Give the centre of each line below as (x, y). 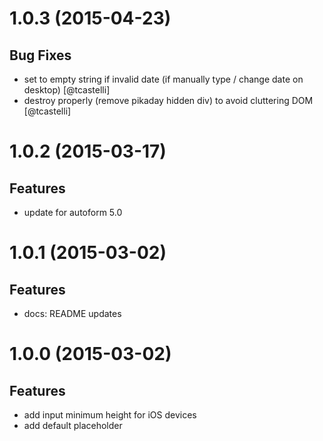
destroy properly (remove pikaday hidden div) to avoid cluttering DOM (168, 100)
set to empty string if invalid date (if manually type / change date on (163, 79)
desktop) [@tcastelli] (67, 90)
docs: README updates (72, 313)
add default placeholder (73, 425)
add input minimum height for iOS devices (110, 415)
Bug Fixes (40, 55)
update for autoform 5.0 (73, 212)
